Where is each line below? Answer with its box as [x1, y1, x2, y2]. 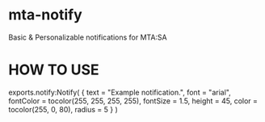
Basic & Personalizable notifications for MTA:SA [8, 32, 167, 42]
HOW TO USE [8, 61, 99, 79]
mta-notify [8, 6, 82, 24]
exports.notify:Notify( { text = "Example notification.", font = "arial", [8, 87, 232, 97]
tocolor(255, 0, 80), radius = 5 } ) [8, 104, 119, 114]
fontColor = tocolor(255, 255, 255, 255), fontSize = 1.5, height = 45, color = [8, 95, 259, 106]
